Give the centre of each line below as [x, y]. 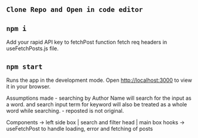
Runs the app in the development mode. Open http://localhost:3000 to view [99, 80]
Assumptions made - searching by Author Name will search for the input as [99, 98]
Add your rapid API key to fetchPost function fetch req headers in [87, 42]
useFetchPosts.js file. [32, 48]
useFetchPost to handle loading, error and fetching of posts [80, 129]
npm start [25, 67]
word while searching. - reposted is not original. [65, 111]
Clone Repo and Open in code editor [75, 10]
